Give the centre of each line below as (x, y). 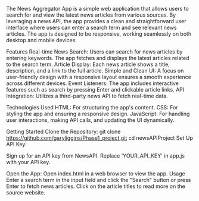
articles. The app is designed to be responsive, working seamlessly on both (99, 34)
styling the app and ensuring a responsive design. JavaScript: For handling (98, 114)
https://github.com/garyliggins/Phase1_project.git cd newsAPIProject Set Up (100, 138)
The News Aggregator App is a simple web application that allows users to (97, 9)
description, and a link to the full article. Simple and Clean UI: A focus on (95, 70)
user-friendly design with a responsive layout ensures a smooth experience (99, 77)
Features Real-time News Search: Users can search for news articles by (94, 52)
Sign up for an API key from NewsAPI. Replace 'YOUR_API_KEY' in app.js (95, 156)
